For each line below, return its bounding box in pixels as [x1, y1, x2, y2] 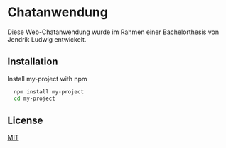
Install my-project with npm [7, 74, 87, 83]
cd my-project [14, 95, 55, 102]
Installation [7, 56, 58, 68]
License [7, 114, 43, 126]
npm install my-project [14, 88, 84, 96]
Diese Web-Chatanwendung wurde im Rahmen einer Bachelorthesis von [7, 28, 219, 36]
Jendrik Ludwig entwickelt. [7, 35, 87, 43]
